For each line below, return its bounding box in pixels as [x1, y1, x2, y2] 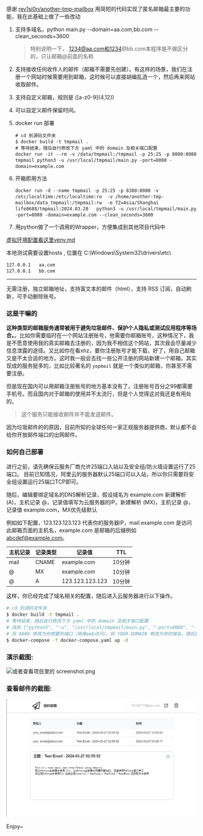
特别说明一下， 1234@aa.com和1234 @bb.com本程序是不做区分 [30, 45, 188, 52]
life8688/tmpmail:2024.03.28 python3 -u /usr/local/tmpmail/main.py [14, 206, 197, 212]
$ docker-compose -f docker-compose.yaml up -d [6, 637, 129, 643]
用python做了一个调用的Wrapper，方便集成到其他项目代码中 [14, 223, 166, 231]
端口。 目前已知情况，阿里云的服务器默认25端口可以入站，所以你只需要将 [6, 470, 189, 477]
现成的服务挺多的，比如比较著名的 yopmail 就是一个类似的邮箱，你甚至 [6, 362, 182, 369]
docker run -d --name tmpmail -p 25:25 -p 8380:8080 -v [14, 187, 159, 194]
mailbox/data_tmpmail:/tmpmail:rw [14, 200, 102, 206]
